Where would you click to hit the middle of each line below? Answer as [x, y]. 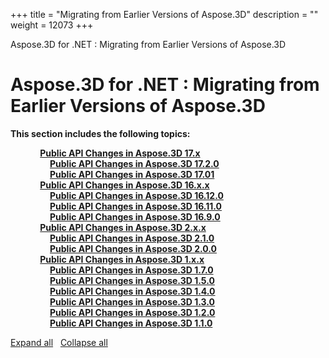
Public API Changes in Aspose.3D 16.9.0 [135, 216]
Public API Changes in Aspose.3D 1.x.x [122, 259]
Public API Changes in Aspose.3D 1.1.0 [131, 323]
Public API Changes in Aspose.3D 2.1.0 [132, 238]
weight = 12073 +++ [52, 25]
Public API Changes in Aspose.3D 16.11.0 [136, 206]
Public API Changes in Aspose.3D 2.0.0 [133, 248]
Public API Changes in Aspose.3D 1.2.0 [132, 312]
